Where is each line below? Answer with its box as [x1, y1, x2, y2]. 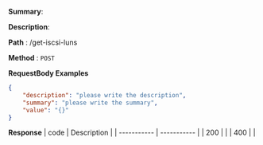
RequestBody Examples [8, 69, 89, 78]
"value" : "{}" [22, 106, 69, 114]
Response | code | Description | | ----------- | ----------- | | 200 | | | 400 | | [8, 127, 256, 138]
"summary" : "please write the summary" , [22, 99, 158, 107]
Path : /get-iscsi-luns [8, 37, 78, 47]
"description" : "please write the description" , [22, 91, 187, 99]
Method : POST [8, 53, 56, 62]
